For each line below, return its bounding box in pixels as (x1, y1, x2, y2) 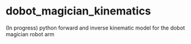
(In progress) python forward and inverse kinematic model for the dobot (5, 24, 186, 31)
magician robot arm (5, 30, 55, 37)
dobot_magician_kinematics (5, 4, 152, 18)
